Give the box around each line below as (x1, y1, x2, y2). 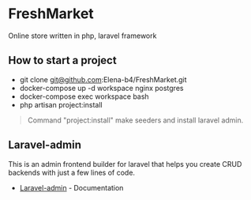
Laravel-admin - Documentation (19, 183, 124, 192)
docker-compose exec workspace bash (19, 92, 149, 101)
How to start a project (8, 54, 117, 67)
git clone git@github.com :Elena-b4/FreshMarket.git (19, 74, 187, 84)
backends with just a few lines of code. (8, 168, 136, 177)
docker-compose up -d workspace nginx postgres (19, 83, 184, 92)
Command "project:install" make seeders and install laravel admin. (27, 115, 244, 125)
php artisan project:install (19, 100, 103, 109)
